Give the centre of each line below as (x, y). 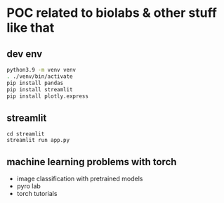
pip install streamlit (40, 89)
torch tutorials (37, 194)
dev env (25, 54)
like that (31, 28)
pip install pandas (35, 83)
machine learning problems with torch (92, 162)
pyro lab (29, 186)
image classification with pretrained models (80, 178)
